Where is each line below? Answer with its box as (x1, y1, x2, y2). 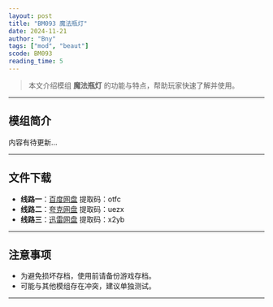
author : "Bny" (8, 34, 57, 43)
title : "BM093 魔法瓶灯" (8, 19, 88, 28)
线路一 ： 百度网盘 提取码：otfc (19, 194, 122, 204)
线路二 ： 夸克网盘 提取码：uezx (19, 204, 124, 214)
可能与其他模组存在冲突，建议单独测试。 (19, 281, 156, 291)
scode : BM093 (8, 50, 53, 58)
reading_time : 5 (8, 58, 63, 66)
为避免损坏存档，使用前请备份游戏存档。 (19, 271, 156, 281)
